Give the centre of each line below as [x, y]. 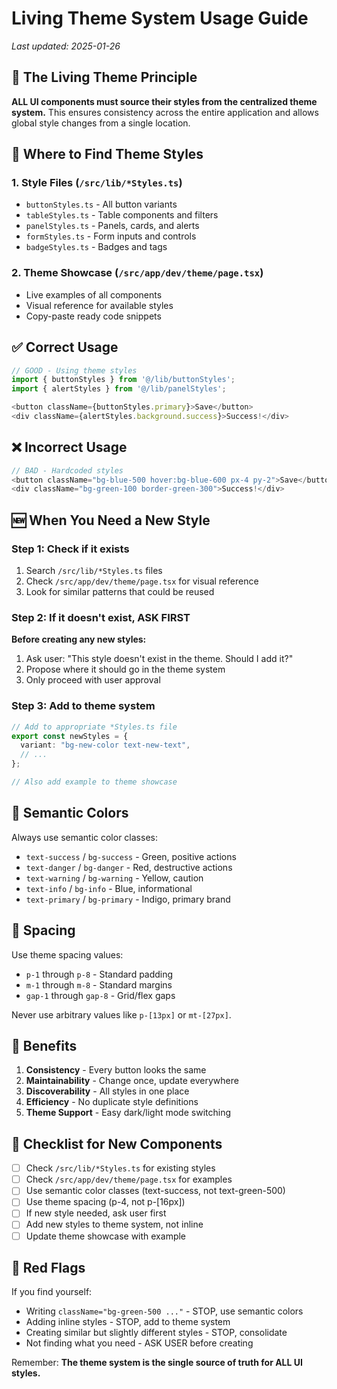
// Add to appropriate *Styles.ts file [94, 727]
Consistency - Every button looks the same [116, 1070]
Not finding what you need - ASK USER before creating [139, 1343]
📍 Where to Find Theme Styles [107, 154]
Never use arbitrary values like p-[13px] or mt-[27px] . [121, 1014]
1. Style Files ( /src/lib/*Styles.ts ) [97, 183]
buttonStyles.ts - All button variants [101, 204]
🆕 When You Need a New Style [111, 520]
